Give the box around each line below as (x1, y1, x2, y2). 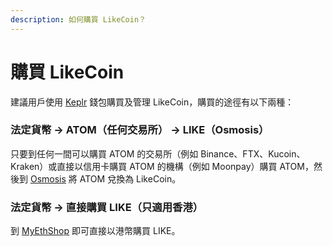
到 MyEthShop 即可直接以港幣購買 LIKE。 (10, 225, 181, 237)
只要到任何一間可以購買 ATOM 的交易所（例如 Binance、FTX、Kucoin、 (10, 147, 306, 160)
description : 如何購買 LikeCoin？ (10, 14, 147, 25)
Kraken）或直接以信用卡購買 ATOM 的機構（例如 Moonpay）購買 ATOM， (10, 160, 314, 172)
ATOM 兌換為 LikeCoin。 (79, 172, 182, 185)
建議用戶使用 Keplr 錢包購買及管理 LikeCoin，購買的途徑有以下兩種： (10, 96, 295, 108)
